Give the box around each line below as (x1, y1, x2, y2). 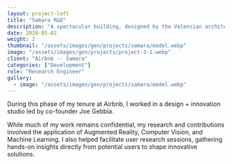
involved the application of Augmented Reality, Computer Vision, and (7, 128, 203, 136)
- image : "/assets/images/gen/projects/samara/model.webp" (13, 81, 187, 88)
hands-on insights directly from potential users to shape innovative (7, 143, 198, 151)
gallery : (7, 74, 32, 82)
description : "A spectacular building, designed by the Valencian (7, 23, 202, 30)
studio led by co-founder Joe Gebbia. (7, 107, 114, 116)
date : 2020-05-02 (7, 29, 57, 37)
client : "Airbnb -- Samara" (7, 55, 88, 62)
